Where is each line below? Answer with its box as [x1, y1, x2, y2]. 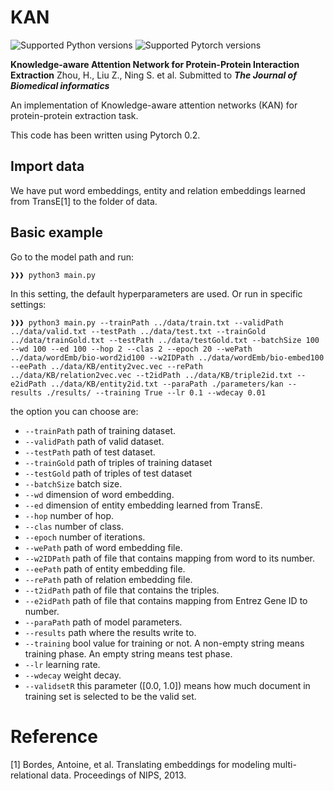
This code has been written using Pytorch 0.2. [10, 129, 201, 141]
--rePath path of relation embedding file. [24, 573, 193, 585]
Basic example [10, 224, 103, 241]
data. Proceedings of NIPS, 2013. [50, 769, 187, 781]
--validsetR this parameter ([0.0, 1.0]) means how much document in [24, 679, 311, 691]
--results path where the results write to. [24, 626, 197, 638]
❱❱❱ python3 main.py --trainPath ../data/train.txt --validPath [10, 317, 284, 328]
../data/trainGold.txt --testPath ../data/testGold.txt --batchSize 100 [10, 335, 320, 345]
